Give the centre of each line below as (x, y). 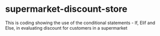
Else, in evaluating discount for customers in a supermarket (66, 28)
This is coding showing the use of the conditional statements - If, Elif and (80, 23)
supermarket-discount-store (66, 9)
